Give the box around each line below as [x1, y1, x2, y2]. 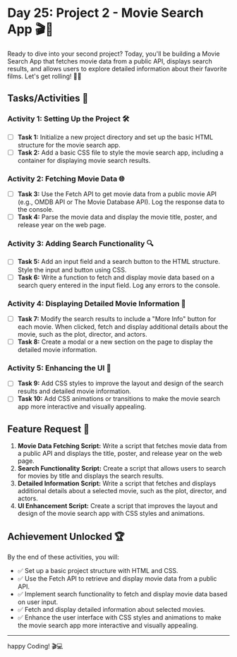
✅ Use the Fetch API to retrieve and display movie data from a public [17, 574, 217, 583]
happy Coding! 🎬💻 [7, 642, 63, 651]
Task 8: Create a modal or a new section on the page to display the [17, 337, 213, 346]
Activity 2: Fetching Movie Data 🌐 [7, 174, 125, 183]
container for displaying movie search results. [17, 156, 151, 164]
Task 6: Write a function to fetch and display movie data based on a [17, 273, 215, 282]
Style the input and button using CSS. [17, 265, 127, 274]
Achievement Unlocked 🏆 [7, 531, 125, 543]
